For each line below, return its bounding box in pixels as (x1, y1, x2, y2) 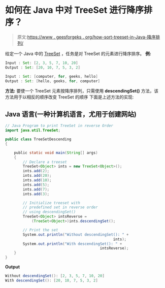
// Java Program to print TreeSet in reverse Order (5, 124, 113, 128)
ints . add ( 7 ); (23, 187, 50, 192)
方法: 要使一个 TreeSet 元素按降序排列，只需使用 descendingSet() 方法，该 (5, 88, 159, 94)
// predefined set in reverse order (23, 205, 98, 210)
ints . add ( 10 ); (23, 178, 52, 183)
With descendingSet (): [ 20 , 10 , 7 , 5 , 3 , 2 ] (5, 278, 98, 283)
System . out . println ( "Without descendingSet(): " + (23, 232, 129, 237)
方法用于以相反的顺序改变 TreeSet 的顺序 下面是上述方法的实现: (5, 94, 134, 100)
